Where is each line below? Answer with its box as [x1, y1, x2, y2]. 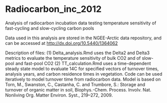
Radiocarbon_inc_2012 [5, 3, 102, 15]
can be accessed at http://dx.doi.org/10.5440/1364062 [5, 40, 118, 46]
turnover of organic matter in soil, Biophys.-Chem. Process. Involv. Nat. [5, 87, 152, 93]
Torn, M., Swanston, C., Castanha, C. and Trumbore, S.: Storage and [5, 81, 146, 88]
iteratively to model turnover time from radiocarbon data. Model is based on [5, 76, 161, 82]
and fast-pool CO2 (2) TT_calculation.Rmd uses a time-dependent [15, 60, 151, 66]
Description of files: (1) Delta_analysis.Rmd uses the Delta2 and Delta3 [5, 50, 150, 56]
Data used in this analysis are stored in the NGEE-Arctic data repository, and [5, 35, 162, 41]
